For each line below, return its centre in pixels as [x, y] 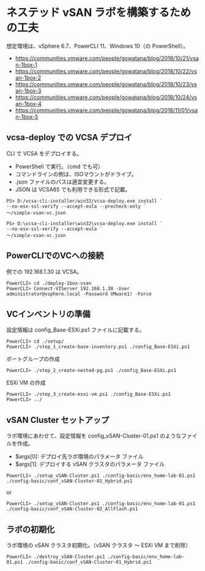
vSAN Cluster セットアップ [58, 420]
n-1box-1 [26, 64]
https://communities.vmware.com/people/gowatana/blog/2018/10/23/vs [106, 84]
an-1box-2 [28, 78]
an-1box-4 [28, 103]
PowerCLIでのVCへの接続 [55, 256]
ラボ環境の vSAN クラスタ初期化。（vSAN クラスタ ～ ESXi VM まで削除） [99, 545]
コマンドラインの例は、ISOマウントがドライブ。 [76, 174]
